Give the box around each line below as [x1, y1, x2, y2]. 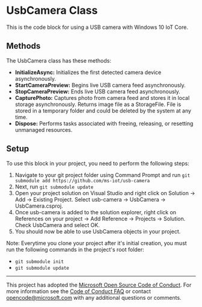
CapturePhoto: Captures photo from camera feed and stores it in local [14, 94, 190, 101]
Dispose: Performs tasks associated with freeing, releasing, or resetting [14, 120, 194, 127]
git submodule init [14, 258, 64, 265]
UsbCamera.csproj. [14, 202, 63, 209]
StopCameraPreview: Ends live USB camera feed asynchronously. [14, 88, 180, 95]
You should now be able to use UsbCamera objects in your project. [14, 228, 181, 235]
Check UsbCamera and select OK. [14, 221, 100, 229]
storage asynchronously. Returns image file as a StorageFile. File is [14, 101, 182, 108]
